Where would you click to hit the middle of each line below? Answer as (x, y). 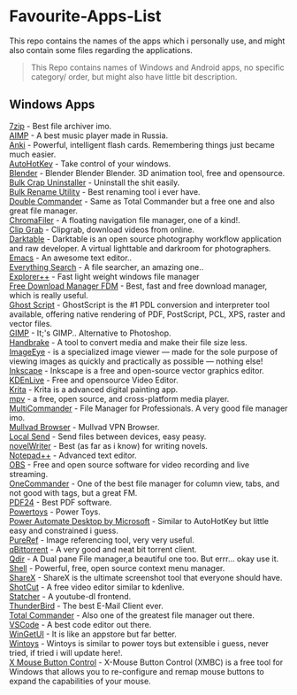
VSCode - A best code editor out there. (80, 624)
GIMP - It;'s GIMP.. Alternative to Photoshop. (90, 333)
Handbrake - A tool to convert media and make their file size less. (128, 342)
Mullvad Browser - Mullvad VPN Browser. (84, 427)
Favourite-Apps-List (85, 16)
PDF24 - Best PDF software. (61, 502)
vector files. (31, 323)
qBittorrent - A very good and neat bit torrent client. (103, 549)
